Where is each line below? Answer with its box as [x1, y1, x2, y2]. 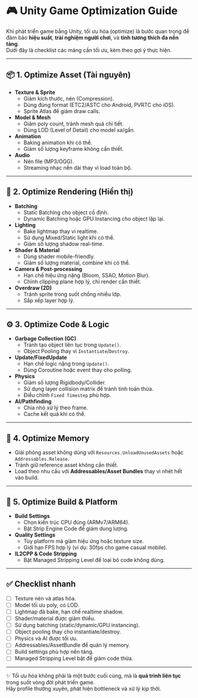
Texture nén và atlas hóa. [14, 594, 77, 602]
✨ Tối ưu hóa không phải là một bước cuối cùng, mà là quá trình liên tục [6, 672, 181, 680]
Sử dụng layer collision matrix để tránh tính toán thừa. [23, 385, 154, 393]
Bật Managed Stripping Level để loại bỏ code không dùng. [23, 557, 165, 563]
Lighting [14, 221, 36, 228]
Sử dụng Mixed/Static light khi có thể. [23, 234, 115, 241]
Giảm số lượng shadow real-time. [23, 240, 104, 247]
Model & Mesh [14, 114, 51, 121]
